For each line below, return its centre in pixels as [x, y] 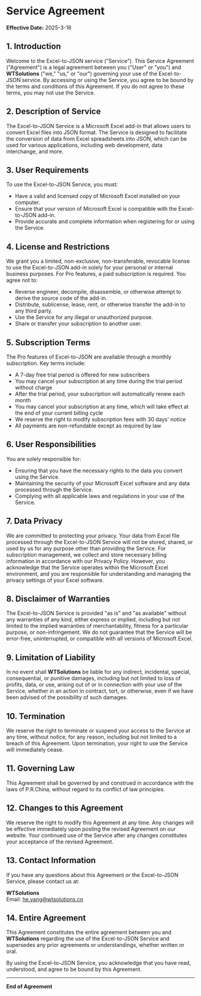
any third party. [33, 311]
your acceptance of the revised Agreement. [60, 842]
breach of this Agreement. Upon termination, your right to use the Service [97, 743]
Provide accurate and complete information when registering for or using [105, 221]
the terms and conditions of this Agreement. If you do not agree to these [95, 86]
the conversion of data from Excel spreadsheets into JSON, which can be [97, 138]
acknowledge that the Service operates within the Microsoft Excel [87, 567]
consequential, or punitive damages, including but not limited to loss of [94, 678]
